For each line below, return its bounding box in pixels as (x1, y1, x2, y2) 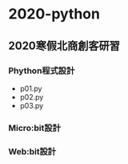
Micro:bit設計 (8, 122, 62, 133)
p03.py (19, 100, 44, 110)
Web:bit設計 (8, 146, 57, 157)
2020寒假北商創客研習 (8, 39, 120, 52)
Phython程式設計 (8, 65, 75, 76)
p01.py (19, 84, 42, 93)
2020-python (8, 5, 100, 23)
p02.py (19, 92, 44, 101)
